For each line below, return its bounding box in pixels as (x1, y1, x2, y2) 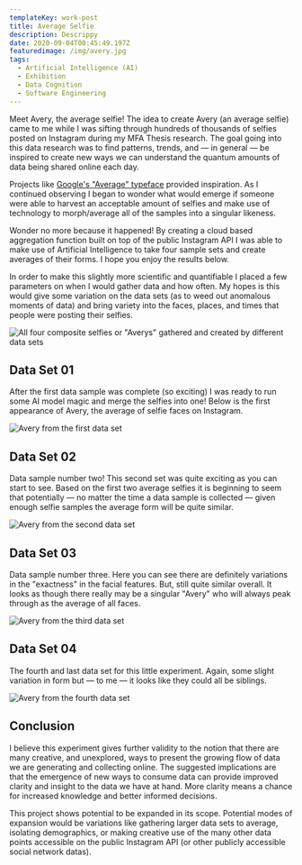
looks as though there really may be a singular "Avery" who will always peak (9, 587, 291, 599)
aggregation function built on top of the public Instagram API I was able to (9, 234, 283, 245)
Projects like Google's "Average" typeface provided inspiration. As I (9, 178, 259, 189)
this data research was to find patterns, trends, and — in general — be (9, 141, 270, 153)
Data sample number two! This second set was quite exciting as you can (9, 473, 278, 484)
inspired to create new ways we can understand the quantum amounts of (9, 151, 280, 162)
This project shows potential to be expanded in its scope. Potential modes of (9, 807, 293, 818)
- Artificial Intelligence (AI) (17, 64, 139, 73)
